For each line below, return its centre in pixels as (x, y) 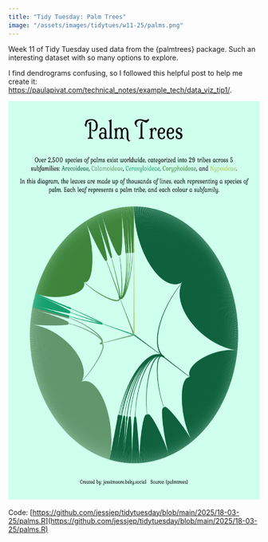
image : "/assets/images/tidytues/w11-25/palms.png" (96, 25)
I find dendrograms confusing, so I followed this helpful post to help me (126, 73)
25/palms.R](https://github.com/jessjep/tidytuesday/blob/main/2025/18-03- (133, 520)
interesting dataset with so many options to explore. (93, 57)
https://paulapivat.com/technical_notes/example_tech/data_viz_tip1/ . (120, 90)
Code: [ (21, 512)
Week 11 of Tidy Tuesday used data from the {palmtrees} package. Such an (132, 49)
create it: (23, 81)
